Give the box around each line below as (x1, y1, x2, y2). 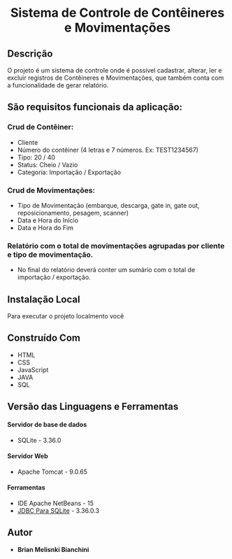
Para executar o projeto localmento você (7, 312, 124, 320)
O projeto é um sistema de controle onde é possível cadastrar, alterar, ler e (7, 66, 222, 74)
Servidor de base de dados (7, 420, 87, 428)
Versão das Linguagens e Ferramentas (7, 401, 179, 413)
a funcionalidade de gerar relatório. (7, 81, 109, 89)
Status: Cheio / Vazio (17, 160, 78, 169)
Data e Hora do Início (17, 215, 79, 225)
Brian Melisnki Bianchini (17, 545, 89, 553)
